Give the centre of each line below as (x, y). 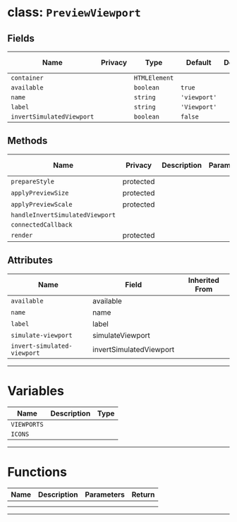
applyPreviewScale (42, 204)
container (27, 78)
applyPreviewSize (40, 193)
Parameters (105, 494)
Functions (37, 472)
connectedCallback (42, 224)
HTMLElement (154, 78)
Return (143, 494)
